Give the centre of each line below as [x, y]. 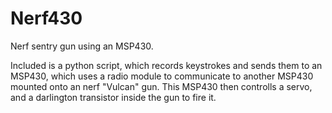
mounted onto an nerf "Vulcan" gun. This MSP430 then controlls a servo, [161, 86]
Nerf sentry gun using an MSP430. [82, 46]
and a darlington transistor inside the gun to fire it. [113, 97]
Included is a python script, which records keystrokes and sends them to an [166, 65]
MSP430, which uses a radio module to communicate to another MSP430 [162, 76]
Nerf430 [46, 18]
